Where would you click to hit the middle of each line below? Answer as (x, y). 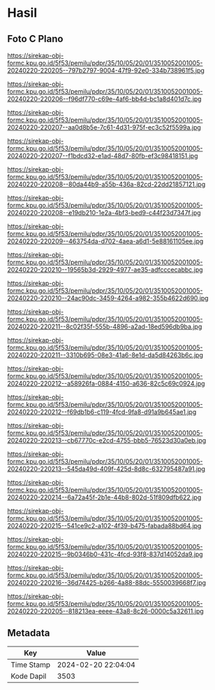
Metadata (29, 633)
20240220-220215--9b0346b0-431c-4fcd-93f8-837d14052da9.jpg (105, 554)
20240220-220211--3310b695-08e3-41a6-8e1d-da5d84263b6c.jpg (105, 355)
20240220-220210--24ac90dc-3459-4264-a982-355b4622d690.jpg (108, 298)
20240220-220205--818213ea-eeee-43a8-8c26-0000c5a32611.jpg (105, 611)
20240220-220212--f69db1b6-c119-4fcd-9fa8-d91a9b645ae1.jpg (102, 412)
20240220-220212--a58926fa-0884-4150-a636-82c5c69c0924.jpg (106, 384)
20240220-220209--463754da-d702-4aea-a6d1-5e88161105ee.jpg (105, 241)
